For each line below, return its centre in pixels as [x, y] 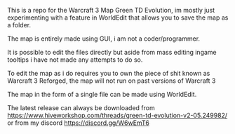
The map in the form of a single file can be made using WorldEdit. [102, 94]
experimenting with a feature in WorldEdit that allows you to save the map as [118, 18]
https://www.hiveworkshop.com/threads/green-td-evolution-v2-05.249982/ [117, 115]
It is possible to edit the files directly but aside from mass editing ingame [112, 52]
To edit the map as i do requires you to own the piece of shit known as [109, 73]
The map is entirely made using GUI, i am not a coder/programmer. [104, 39]
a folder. [19, 25]
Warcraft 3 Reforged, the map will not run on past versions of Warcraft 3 [112, 81]
